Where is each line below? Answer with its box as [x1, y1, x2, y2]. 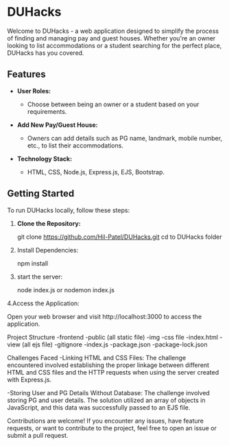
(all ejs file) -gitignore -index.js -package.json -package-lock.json [21, 340, 208, 349]
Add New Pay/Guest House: [16, 121, 98, 129]
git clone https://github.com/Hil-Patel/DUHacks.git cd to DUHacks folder [16, 233, 222, 241]
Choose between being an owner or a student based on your [27, 100, 200, 108]
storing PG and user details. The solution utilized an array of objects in [7, 396, 206, 404]
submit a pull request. [7, 431, 69, 439]
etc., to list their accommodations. [27, 141, 123, 150]
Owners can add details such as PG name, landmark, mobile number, [27, 134, 223, 142]
